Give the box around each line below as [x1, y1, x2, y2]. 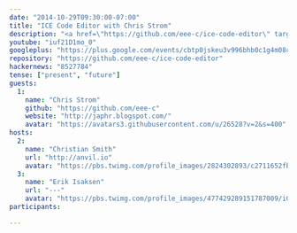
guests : [9, 79, 38, 88]
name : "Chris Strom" [25, 95, 101, 105]
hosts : [9, 128, 34, 137]
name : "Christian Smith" [25, 144, 117, 153]
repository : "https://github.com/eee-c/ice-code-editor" [9, 54, 224, 63]
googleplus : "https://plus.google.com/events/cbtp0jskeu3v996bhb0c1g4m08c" [9, 46, 294, 55]
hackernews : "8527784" [9, 63, 93, 72]
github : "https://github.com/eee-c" [25, 104, 161, 113]
